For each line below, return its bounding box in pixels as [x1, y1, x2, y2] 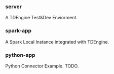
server [5, 3, 22, 10]
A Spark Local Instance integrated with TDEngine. [5, 39, 109, 45]
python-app [5, 51, 35, 58]
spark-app [5, 27, 32, 34]
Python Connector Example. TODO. [5, 63, 79, 69]
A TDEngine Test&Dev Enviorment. [5, 15, 78, 21]
